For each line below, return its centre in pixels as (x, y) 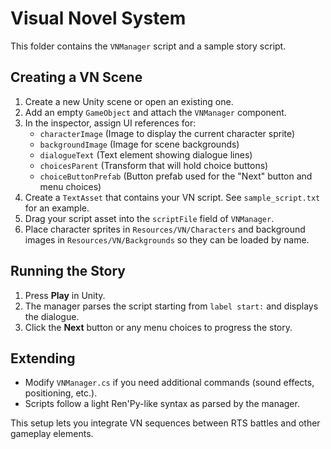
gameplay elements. (52, 434)
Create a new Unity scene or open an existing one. (129, 101)
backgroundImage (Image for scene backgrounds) (139, 144)
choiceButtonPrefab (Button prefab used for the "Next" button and (176, 176)
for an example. (57, 208)
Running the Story (68, 271)
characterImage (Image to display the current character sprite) (167, 133)
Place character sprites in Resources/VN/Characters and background (165, 229)
